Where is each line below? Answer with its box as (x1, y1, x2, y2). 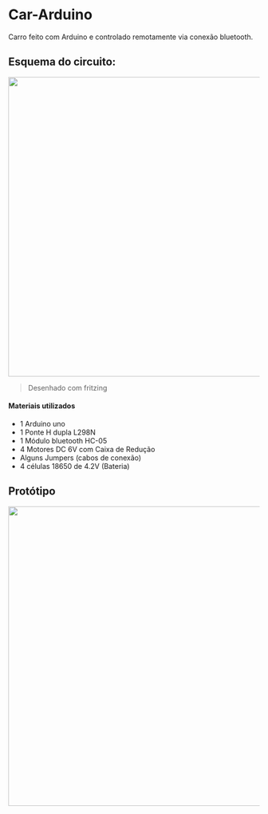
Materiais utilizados (8, 401, 76, 411)
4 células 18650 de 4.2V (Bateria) (19, 461, 130, 471)
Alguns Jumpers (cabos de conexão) (19, 453, 142, 463)
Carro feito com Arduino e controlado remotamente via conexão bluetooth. (8, 32, 254, 42)
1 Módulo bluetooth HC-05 (19, 435, 108, 445)
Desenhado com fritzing (27, 383, 108, 392)
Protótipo (8, 485, 56, 498)
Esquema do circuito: (8, 55, 116, 69)
